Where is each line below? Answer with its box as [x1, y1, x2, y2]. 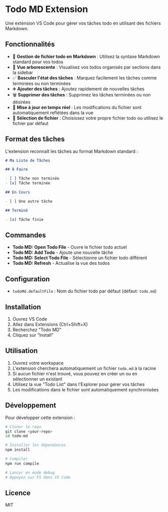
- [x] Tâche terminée [5, 181, 51, 186]
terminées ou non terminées [12, 80, 71, 86]
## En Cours [5, 190, 30, 195]
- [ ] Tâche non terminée [5, 176, 59, 181]
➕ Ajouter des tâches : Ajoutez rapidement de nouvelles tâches [12, 85, 144, 91]
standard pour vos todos [12, 59, 64, 65]
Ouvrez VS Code [12, 316, 48, 322]
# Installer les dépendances [5, 443, 66, 448]
